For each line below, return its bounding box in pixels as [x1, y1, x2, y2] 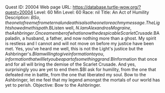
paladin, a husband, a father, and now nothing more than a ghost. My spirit [5, 35, 157, 41]
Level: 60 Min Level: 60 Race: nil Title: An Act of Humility [34, 9, 149, 15]
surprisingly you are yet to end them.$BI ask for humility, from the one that [5, 67, 156, 72]
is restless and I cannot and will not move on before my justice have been [5, 41, 154, 46]
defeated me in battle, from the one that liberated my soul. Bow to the [5, 72, 146, 77]
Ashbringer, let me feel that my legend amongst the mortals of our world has [5, 77, 160, 83]
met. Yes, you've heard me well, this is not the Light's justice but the [5, 46, 143, 51]
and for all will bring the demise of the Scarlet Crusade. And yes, [5, 61, 136, 67]
